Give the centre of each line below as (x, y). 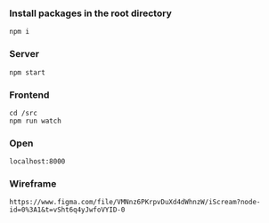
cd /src (24, 113)
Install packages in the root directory (90, 13)
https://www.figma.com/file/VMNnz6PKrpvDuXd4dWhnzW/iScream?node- (135, 203)
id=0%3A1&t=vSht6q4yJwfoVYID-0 (67, 210)
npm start (28, 72)
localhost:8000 (37, 162)
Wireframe (33, 184)
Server (24, 54)
